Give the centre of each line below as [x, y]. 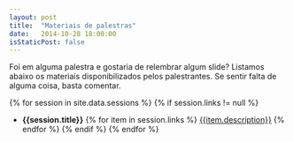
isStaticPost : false [47, 42]
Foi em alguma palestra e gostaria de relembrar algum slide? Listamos [137, 67]
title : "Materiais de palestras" [73, 26]
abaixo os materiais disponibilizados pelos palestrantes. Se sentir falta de [143, 77]
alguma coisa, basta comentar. [65, 86]
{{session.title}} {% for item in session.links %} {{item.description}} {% [153, 120]
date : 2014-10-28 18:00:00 [63, 34]
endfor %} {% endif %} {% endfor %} [90, 130]
